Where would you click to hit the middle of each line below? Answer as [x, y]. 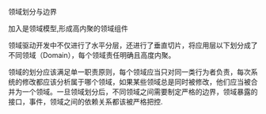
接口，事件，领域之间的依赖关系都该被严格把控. [86, 102]
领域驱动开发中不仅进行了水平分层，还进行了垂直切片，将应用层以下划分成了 [133, 45]
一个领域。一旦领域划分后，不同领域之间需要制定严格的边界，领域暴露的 [140, 92]
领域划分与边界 [32, 11]
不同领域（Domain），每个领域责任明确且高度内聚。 [92, 55]
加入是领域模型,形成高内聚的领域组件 [68, 28]
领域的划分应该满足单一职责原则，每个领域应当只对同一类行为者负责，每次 [129, 72]
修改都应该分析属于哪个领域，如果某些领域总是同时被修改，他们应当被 [136, 82]
